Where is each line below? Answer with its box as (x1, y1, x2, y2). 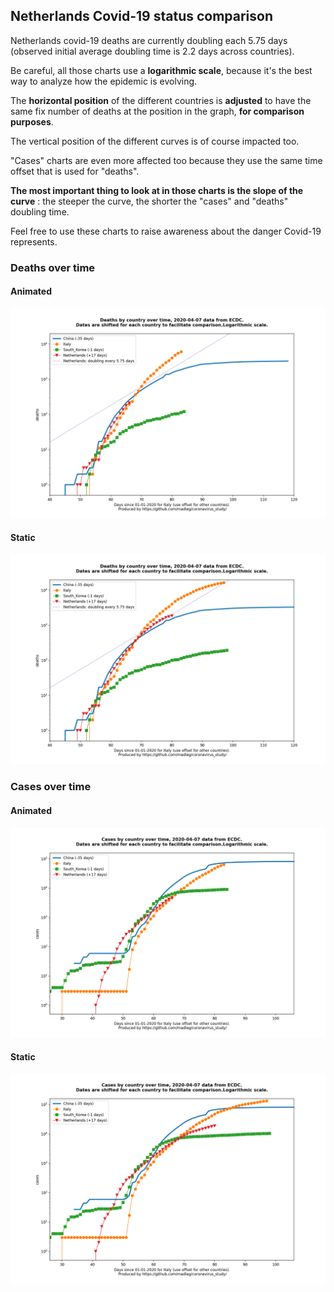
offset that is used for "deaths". (10, 165, 140, 177)
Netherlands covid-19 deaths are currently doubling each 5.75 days (10, 34, 288, 46)
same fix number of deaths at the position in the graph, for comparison (10, 105, 305, 117)
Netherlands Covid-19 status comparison (10, 8, 274, 25)
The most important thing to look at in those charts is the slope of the (10, 184, 304, 196)
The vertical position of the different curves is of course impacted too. (10, 135, 300, 147)
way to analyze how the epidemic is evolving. (10, 75, 198, 87)
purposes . (10, 115, 54, 128)
